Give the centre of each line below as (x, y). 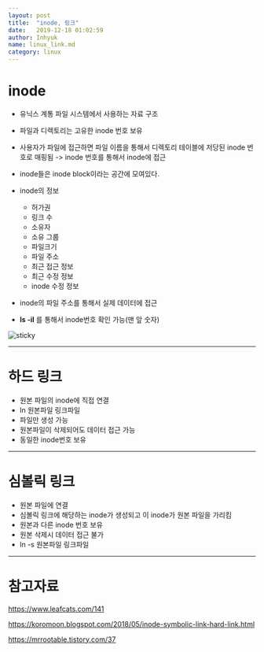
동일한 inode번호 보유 (53, 439)
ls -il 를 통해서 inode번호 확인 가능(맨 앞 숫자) (89, 319)
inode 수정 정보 (55, 286)
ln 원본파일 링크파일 (50, 409)
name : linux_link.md (42, 45)
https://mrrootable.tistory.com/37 (62, 639)
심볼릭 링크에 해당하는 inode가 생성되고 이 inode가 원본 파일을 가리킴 (125, 515)
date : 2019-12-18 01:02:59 (56, 30)
